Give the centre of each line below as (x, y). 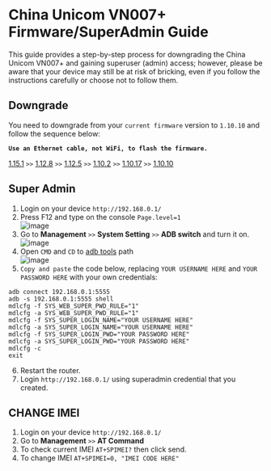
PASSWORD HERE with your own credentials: (89, 277)
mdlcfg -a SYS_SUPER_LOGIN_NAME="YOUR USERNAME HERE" (101, 327)
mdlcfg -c (25, 348)
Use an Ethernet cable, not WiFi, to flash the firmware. (108, 148)
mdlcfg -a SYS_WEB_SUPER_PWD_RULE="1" (74, 313)
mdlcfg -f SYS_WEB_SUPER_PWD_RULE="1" (74, 306)
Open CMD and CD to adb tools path (76, 251)
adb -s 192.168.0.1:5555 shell (61, 299)
